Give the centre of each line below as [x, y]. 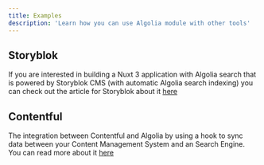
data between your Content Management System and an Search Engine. [126, 144]
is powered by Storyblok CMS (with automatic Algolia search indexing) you [131, 83]
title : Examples [35, 16]
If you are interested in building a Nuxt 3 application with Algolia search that [132, 75]
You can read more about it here [61, 153]
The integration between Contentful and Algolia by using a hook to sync [126, 136]
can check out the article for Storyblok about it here [93, 92]
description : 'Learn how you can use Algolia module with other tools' [129, 23]
